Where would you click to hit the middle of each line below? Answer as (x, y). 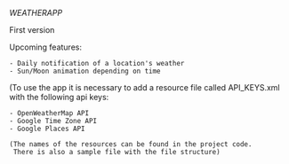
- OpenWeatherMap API (49, 113)
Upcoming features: (46, 47)
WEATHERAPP (36, 13)
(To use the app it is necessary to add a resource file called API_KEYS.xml (144, 87)
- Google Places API (48, 129)
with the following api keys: (59, 97)
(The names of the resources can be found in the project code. (131, 144)
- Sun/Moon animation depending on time (85, 71)
